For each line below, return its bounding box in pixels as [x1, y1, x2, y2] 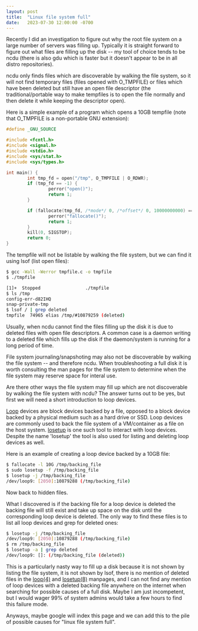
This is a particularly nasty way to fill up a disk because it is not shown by [6, 563, 184, 570]
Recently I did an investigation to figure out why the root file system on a [6, 36, 182, 43]
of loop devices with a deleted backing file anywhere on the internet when [6, 581, 187, 589]
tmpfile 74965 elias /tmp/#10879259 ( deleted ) [6, 313, 126, 318]
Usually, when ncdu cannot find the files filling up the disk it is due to [6, 323, 174, 330]
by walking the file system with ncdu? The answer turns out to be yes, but [6, 390, 186, 397]
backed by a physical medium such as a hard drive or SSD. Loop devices [6, 414, 183, 420]
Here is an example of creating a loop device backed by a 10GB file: [6, 451, 170, 457]
